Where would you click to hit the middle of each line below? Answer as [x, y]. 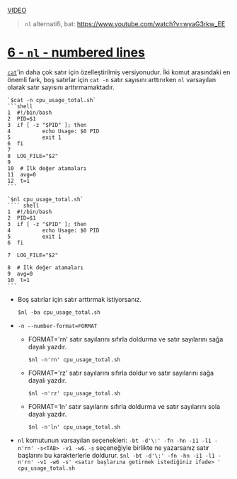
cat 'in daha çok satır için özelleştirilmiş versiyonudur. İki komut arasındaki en [119, 72]
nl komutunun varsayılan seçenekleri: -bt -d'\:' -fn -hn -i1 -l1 [114, 440]
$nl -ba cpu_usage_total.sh [59, 312]
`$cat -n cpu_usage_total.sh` [52, 100]
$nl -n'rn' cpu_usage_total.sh [74, 360]
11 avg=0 [22, 174]
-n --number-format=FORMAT [57, 326]
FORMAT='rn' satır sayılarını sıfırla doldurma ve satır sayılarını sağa [126, 339]
